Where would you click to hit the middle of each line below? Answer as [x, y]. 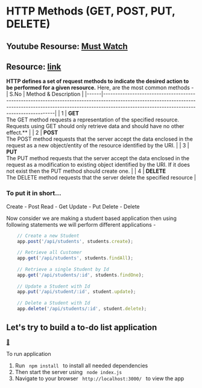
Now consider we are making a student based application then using [91, 218]
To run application [29, 354]
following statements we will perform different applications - [81, 224]
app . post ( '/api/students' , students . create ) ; [75, 241]
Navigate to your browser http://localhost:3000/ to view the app [99, 378]
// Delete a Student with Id [54, 303]
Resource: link [34, 67]
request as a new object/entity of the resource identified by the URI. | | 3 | [98, 146]
